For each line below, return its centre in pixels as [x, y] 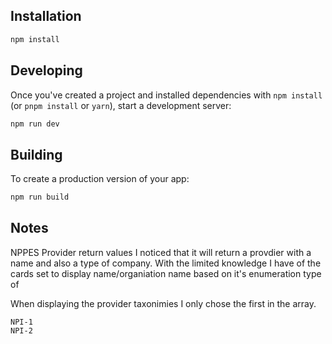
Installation [46, 16]
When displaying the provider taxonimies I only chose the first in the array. [163, 303]
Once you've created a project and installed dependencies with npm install [166, 95]
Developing [46, 70]
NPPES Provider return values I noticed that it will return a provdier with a [161, 252]
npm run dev [35, 124]
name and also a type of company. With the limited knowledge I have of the [166, 263]
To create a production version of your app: [100, 179]
